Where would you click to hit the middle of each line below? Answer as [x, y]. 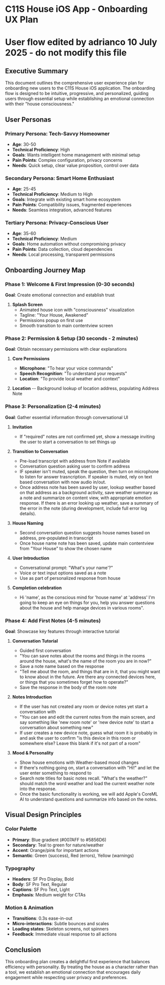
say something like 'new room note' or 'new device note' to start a [86, 722]
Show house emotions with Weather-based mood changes [79, 762]
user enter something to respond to [56, 773]
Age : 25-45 [24, 189]
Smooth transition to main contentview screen [66, 326]
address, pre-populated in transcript [56, 538]
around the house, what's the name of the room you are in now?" [85, 661]
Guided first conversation [45, 651]
